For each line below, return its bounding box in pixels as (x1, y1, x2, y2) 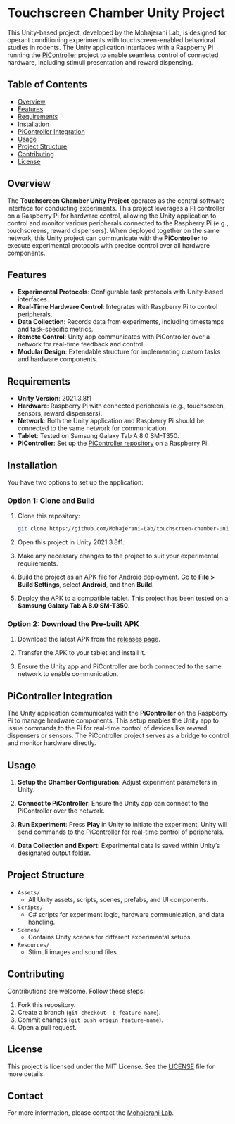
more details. (7, 1069, 46, 1078)
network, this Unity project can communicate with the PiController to (7, 234, 208, 242)
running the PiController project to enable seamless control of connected (7, 51, 219, 59)
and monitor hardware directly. (7, 739, 96, 747)
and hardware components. (17, 355, 98, 363)
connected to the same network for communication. (17, 424, 169, 432)
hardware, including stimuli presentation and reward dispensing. (7, 58, 193, 66)
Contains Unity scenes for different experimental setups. (27, 932, 192, 941)
